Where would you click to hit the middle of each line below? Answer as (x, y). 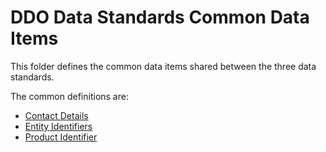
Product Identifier (61, 137)
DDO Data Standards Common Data (160, 17)
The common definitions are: (69, 96)
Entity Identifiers (58, 126)
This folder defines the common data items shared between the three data (163, 66)
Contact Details (56, 115)
